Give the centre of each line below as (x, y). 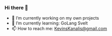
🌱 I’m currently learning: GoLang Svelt (50, 23)
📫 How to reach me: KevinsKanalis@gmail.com (59, 29)
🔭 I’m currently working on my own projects (55, 18)
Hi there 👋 (17, 8)
